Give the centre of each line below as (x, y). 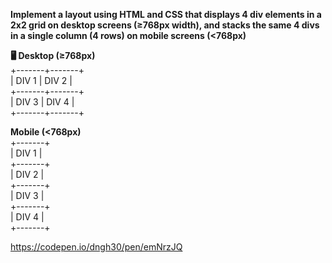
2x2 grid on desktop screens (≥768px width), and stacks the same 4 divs (165, 25)
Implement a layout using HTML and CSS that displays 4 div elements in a (166, 14)
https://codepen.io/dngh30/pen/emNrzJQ (96, 247)
